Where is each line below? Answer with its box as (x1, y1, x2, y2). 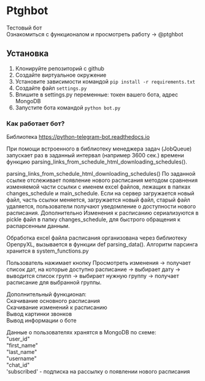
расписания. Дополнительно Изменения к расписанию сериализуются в (6, 210, 199, 217)
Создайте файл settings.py (15, 84, 87, 92)
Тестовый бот (6, 24, 42, 31)
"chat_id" (6, 361, 30, 369)
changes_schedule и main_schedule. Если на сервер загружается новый (6, 190, 195, 197)
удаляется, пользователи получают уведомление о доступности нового (6, 203, 196, 210)
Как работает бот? (6, 119, 65, 128)
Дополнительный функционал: (6, 291, 87, 298)
